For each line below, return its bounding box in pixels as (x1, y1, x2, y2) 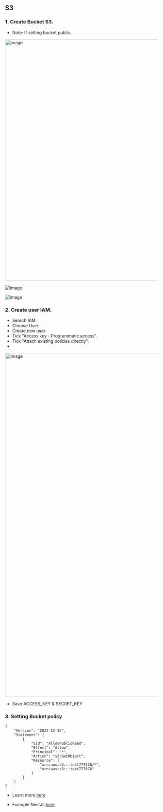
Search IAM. (12, 317, 37, 323)
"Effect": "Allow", (31, 745, 70, 750)
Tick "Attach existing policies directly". (12, 338, 89, 344)
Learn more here (12, 792, 46, 798)
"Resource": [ (31, 758, 60, 763)
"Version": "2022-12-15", (14, 728, 66, 733)
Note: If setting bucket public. (12, 29, 72, 36)
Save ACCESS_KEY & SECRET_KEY (12, 701, 82, 706)
